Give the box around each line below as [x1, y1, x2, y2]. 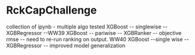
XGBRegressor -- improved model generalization [6, 42, 126, 49]
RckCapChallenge [6, 4, 97, 17]
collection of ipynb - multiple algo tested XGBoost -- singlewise [6, 23, 162, 30]
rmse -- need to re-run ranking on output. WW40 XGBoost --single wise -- [6, 35, 189, 43]
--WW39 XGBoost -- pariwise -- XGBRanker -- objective [43, 29, 182, 36]
